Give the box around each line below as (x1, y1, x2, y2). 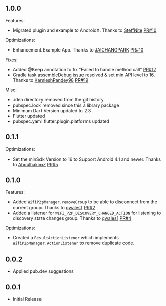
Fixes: (5, 57, 18, 63)
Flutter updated (12, 113, 45, 119)
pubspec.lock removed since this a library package (12, 102, 119, 108)
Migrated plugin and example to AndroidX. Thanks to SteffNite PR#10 (12, 27, 157, 33)
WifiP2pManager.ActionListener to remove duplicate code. (12, 240, 135, 246)
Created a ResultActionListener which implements (12, 235, 119, 241)
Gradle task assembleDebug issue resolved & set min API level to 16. (12, 72, 155, 78)
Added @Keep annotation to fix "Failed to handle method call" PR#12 (12, 66, 156, 72)
